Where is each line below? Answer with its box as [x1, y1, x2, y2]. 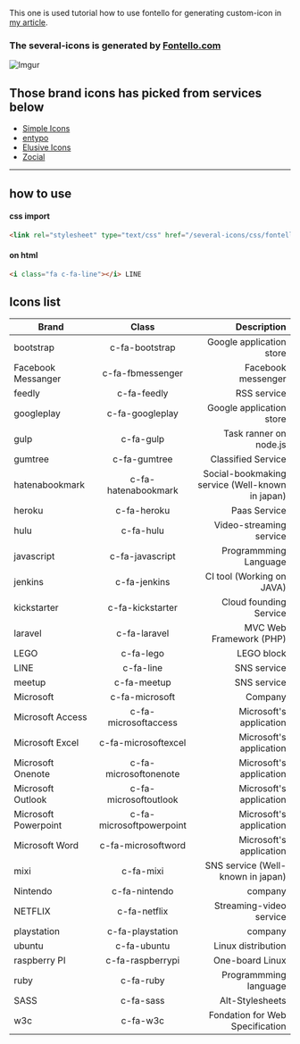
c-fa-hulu [121, 524, 165, 537]
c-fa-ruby [120, 974, 165, 987]
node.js [255, 438, 287, 451]
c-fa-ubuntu [115, 940, 171, 952]
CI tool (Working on [204, 571, 287, 583]
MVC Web [244, 622, 287, 634]
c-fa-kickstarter [107, 602, 179, 614]
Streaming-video [213, 899, 287, 912]
